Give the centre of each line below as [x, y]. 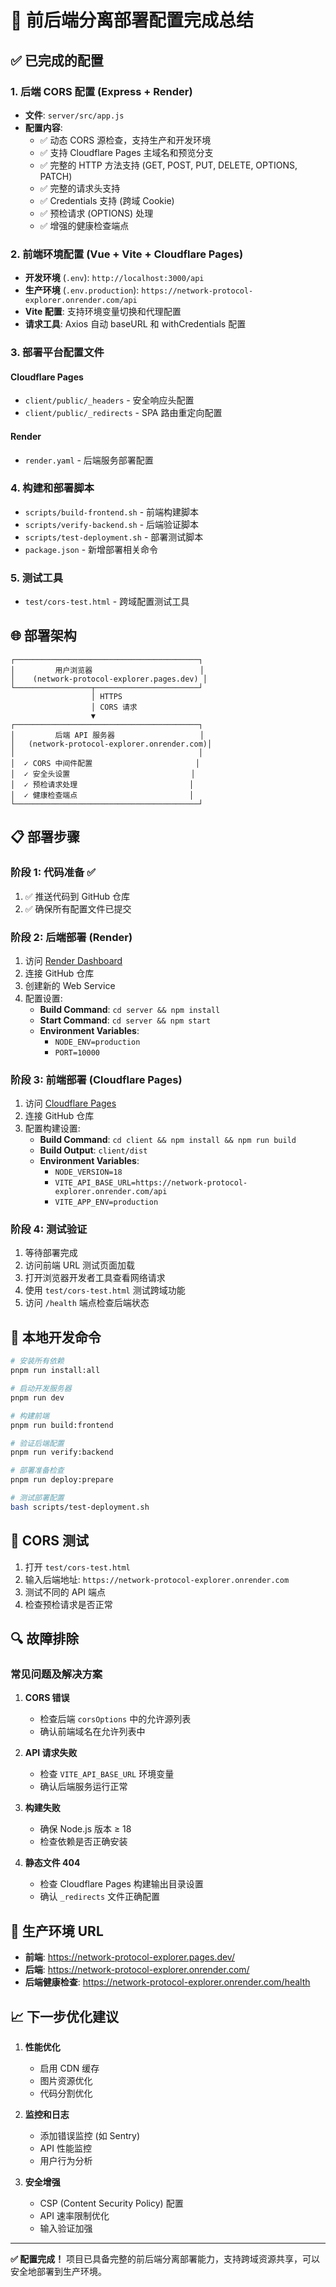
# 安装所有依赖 [37, 1361]
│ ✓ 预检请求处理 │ [102, 784]
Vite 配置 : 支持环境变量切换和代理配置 [103, 312]
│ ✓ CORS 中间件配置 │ [105, 763]
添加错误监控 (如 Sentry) [90, 2135]
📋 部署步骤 [45, 837]
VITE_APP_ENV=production [106, 1202]
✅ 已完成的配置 [57, 60]
